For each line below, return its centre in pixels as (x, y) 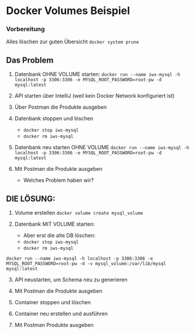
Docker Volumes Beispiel (68, 11)
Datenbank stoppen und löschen (54, 119)
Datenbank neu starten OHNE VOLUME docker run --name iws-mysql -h (102, 147)
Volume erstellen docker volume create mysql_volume (79, 213)
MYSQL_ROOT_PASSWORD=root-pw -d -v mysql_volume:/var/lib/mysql (86, 264)
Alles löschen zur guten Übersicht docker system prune (73, 42)
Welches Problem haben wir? (59, 180)
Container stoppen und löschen (52, 302)
